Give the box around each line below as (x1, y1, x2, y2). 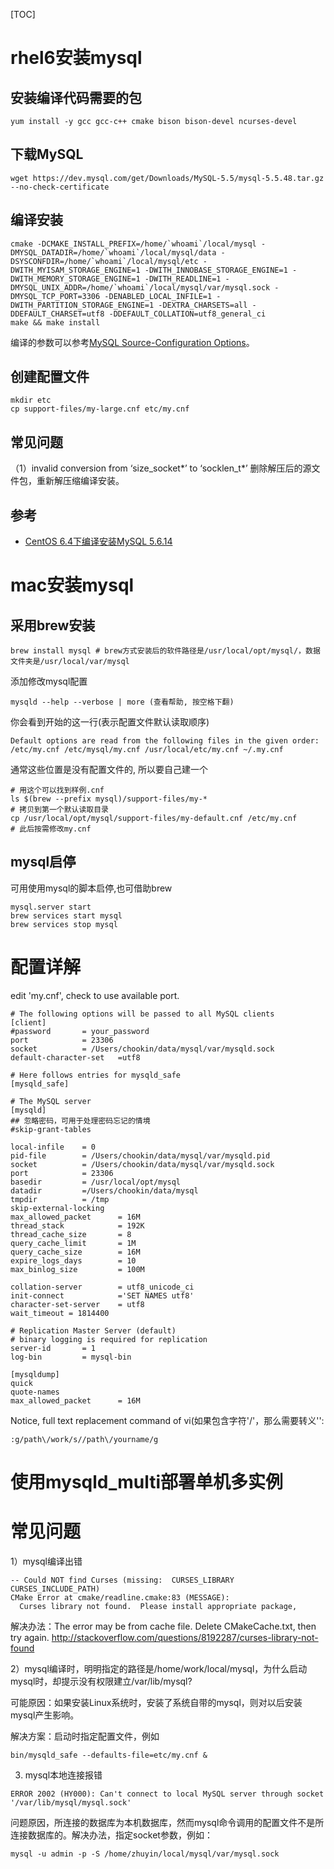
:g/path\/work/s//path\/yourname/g (10, 1434, 159, 1444)
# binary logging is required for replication (10, 1334, 208, 1344)
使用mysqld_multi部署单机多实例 (10, 1471, 284, 1493)
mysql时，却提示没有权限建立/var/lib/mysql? (10, 1675, 193, 1687)
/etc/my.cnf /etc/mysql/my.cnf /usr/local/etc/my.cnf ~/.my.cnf (10, 745, 284, 755)
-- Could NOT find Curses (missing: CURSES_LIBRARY (10, 1575, 235, 1585)
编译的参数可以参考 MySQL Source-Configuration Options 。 (10, 336, 255, 348)
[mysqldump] (10, 1369, 60, 1379)
